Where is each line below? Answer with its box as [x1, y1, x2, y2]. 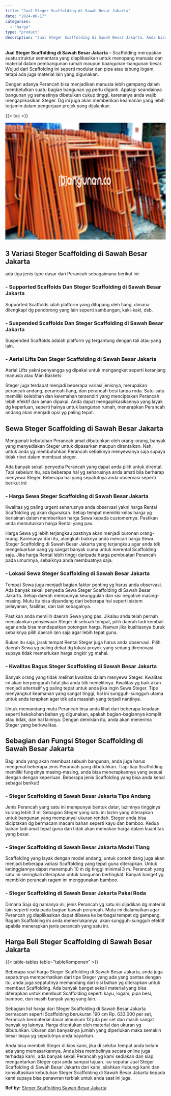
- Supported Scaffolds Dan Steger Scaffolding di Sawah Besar [5, 283, 161, 291]
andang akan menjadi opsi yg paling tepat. [5, 410, 94, 416]
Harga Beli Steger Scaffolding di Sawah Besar [5, 938, 153, 946]
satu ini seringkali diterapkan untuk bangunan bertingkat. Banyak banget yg [5, 872, 164, 878]
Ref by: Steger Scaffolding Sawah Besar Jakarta [5, 1085, 107, 1091]
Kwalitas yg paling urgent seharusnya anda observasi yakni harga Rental [5, 504, 157, 510]
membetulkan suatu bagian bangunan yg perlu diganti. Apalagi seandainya [5, 86, 162, 93]
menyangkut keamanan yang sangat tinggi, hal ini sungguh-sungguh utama [5, 690, 164, 697]
